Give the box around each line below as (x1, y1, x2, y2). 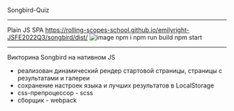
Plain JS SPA (7, 26, 44, 34)
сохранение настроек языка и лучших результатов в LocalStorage (17, 81, 214, 89)
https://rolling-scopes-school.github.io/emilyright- (45, 26, 189, 34)
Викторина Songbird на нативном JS (7, 53, 116, 61)
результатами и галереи (17, 74, 91, 82)
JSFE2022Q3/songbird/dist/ (7, 33, 88, 41)
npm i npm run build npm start (115, 33, 203, 41)
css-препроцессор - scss (17, 89, 93, 96)
